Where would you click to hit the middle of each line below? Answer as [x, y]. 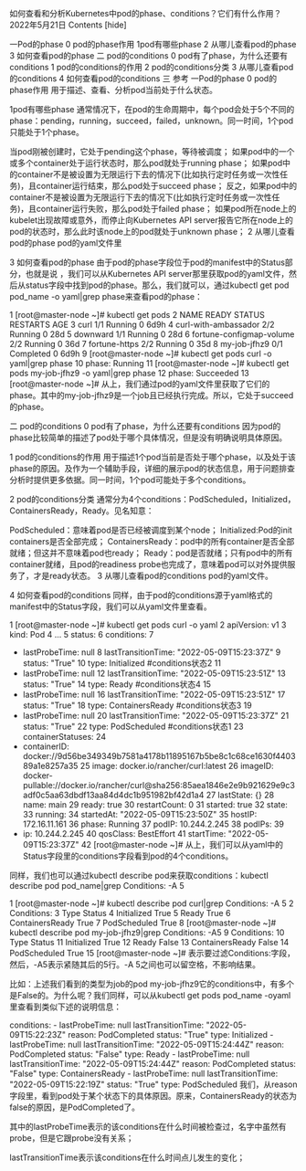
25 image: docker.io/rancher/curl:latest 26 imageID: [177, 766]
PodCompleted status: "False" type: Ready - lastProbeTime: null [130, 1054]
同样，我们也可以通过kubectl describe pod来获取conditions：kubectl [139, 876]
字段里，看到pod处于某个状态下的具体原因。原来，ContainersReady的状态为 [153, 1096]
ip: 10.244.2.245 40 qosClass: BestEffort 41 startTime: [124, 833]
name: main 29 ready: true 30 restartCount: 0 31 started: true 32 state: [155, 805]
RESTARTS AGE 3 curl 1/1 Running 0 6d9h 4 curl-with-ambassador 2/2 [142, 324]
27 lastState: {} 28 [240, 795]
